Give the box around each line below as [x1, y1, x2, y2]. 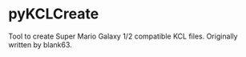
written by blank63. [8, 39, 72, 49]
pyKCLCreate [8, 5, 99, 23]
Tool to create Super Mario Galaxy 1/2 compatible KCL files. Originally [8, 31, 238, 41]
